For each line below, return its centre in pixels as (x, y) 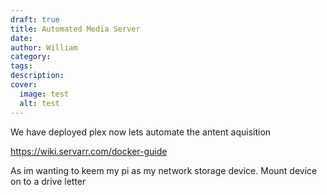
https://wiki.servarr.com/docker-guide (89, 151)
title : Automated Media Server (75, 29)
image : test (44, 94)
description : (37, 76)
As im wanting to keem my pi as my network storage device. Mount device (164, 170)
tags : (21, 66)
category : (31, 57)
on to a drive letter (48, 181)
